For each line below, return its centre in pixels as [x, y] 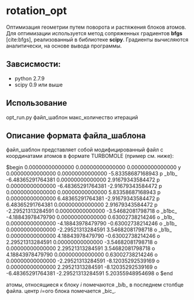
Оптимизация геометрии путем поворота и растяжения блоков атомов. [96, 27]
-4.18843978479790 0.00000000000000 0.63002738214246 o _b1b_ [90, 217]
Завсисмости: [33, 64]
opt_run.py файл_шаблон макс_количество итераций [72, 117]
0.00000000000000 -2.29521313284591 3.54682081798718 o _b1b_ [89, 230]
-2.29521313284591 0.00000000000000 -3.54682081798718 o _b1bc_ [92, 211]
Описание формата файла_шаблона [76, 135]
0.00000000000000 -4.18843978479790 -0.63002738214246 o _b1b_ [91, 224]
